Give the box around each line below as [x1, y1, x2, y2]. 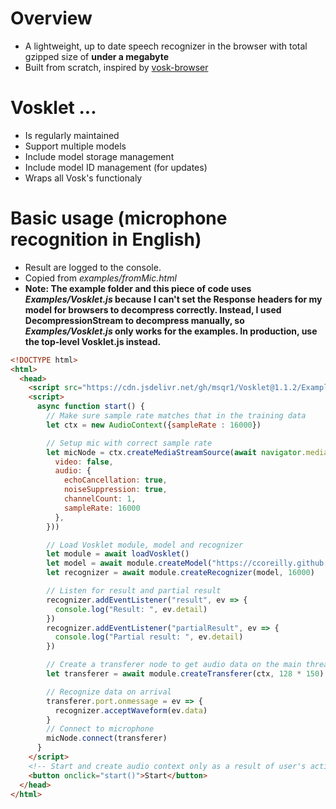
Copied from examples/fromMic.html [24, 272, 177, 284]
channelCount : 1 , [63, 494, 137, 504]
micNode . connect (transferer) [46, 733, 168, 744]
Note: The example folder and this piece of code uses [24, 282, 252, 294]
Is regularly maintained [24, 129, 120, 141]
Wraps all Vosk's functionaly [24, 172, 143, 184]
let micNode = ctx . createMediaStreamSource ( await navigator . [46, 447, 307, 457]
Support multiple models [24, 140, 127, 152]
